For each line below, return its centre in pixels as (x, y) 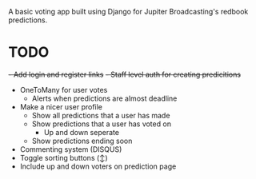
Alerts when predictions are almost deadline (104, 98)
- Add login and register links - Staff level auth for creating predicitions (125, 74)
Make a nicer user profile (61, 106)
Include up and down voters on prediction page (98, 166)
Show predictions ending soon (82, 141)
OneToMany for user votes (64, 89)
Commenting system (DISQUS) (71, 149)
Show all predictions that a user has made (101, 115)
